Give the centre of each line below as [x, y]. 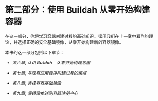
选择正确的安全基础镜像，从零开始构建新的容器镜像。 [71, 42]
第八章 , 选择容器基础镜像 [36, 83]
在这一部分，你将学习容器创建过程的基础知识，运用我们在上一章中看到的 [77, 36]
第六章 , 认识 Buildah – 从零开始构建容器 [51, 63]
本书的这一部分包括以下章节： [35, 52]
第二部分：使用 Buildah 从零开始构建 [78, 10]
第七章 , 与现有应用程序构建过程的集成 [49, 73]
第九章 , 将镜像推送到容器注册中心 [45, 93]
